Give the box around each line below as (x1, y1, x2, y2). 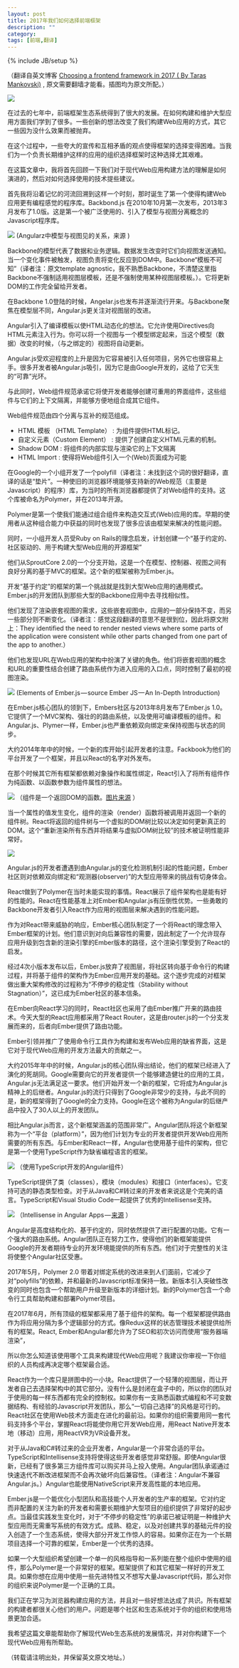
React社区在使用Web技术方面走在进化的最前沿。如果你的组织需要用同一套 (7, 1411, 225, 1419)
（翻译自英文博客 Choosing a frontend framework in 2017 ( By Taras (7, 71, 207, 80)
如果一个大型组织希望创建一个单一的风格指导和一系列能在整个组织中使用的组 (7, 1554, 232, 1563)
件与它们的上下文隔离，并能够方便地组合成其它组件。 (7, 396, 164, 405)
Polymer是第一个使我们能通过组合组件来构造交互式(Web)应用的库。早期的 (7, 510, 224, 518)
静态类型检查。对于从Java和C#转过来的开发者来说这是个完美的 (31, 1187, 217, 1195)
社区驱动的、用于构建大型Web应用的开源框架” (7, 543, 142, 552)
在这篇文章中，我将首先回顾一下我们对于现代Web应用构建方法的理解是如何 (7, 165, 226, 174)
